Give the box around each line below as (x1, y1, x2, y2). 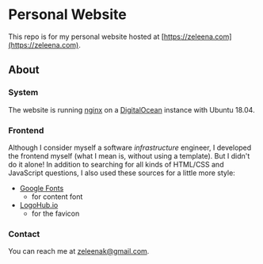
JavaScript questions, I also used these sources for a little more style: (8, 168, 235, 178)
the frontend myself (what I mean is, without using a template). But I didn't (8, 151, 250, 160)
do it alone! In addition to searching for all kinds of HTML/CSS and (8, 159, 224, 169)
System (8, 87, 39, 98)
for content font (31, 192, 83, 201)
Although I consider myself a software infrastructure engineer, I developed (8, 143, 252, 152)
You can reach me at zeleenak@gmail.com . (8, 247, 150, 256)
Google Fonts (19, 183, 64, 193)
